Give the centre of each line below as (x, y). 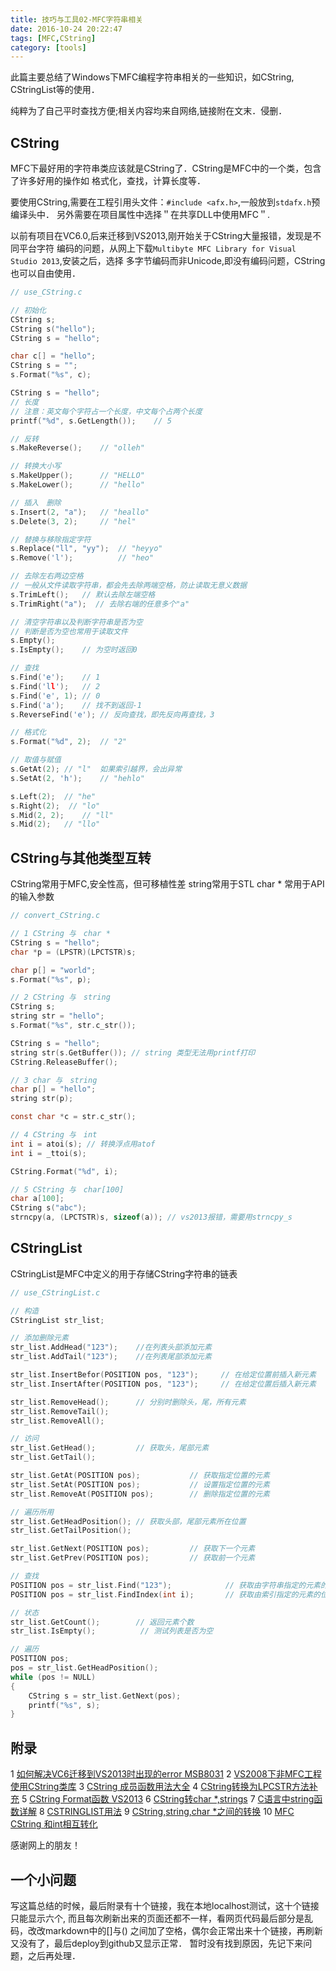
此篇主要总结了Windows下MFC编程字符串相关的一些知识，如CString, (152, 77)
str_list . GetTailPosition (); (71, 1531)
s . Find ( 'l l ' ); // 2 (55, 686)
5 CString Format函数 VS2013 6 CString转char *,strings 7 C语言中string (168, 1799)
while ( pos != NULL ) (53, 1677)
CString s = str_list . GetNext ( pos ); (105, 1696)
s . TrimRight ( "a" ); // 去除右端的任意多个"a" (100, 604)
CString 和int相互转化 (54, 1824)
